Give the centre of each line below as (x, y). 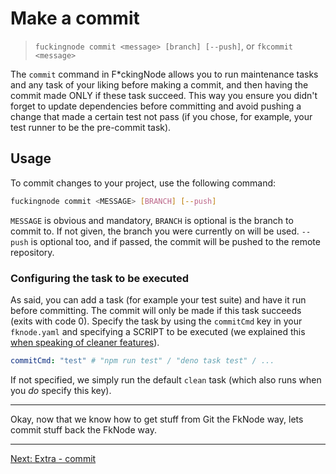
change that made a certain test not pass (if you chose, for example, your (161, 116)
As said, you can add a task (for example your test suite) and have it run (158, 299)
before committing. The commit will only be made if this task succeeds (156, 310)
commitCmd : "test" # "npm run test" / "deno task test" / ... (142, 360)
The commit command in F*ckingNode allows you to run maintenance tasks (164, 74)
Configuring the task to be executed (100, 278)
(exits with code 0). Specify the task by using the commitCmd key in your (156, 321)
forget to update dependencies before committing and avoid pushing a (156, 106)
